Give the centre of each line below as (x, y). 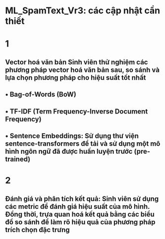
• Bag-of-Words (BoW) (41, 94)
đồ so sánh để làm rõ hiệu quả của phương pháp (80, 222)
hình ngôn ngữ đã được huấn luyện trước (69, 151)
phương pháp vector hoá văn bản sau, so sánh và (82, 70)
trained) (18, 159)
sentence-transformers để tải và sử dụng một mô (83, 144)
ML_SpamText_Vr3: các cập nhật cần (82, 11)
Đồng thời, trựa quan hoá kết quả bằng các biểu (80, 214)
